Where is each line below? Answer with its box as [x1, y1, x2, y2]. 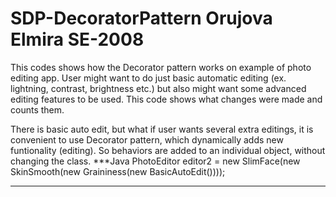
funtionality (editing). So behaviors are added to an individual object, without [10, 144, 326, 156]
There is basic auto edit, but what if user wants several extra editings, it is [10, 123, 314, 135]
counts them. [10, 103, 65, 116]
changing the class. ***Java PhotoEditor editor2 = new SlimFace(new [10, 155, 301, 167]
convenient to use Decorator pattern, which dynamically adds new [10, 133, 284, 146]
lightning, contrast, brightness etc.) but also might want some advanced [10, 82, 307, 94]
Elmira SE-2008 [10, 28, 145, 51]
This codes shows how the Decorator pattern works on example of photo [10, 61, 312, 73]
